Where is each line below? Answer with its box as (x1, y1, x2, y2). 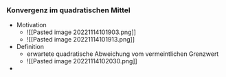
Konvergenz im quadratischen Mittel (6, 5, 131, 15)
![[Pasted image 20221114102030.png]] (26, 57, 138, 65)
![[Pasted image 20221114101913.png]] (26, 35, 135, 44)
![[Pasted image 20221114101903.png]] (26, 28, 137, 36)
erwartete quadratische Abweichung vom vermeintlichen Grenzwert (26, 50, 219, 58)
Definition (16, 43, 44, 51)
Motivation (16, 21, 47, 29)
